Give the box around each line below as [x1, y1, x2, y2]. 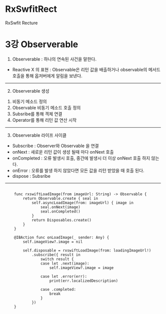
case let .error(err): [40, 274, 87, 279]
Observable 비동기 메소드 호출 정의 [12, 105, 81, 110]
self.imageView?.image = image [49, 265, 114, 270]
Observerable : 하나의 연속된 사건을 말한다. [12, 56, 97, 62]
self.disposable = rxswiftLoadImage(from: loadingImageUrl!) [23, 248, 152, 253]
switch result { [40, 257, 74, 262]
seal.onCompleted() [40, 209, 81, 214]
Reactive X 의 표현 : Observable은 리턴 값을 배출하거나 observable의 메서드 [12, 66, 161, 72]
